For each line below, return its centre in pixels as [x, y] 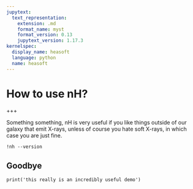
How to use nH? [47, 94]
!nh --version [25, 147]
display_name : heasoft [41, 52]
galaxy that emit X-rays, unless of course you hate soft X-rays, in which [96, 129]
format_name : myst [41, 29]
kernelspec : [21, 47]
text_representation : [40, 18]
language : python [34, 58]
